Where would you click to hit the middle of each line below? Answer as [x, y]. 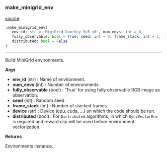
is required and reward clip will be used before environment [73, 121]
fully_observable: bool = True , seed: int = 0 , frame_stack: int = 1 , [86, 37]
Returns [14, 136]
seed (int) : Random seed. [39, 100]
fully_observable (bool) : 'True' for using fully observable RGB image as [86, 90]
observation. [25, 95]
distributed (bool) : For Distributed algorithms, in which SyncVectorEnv [85, 116]
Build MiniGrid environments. [35, 60]
